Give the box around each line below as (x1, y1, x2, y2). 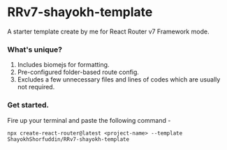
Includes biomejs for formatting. (17, 61, 110, 69)
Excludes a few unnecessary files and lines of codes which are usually (17, 75, 221, 84)
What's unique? (7, 45, 63, 54)
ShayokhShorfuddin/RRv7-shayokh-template (7, 135, 130, 143)
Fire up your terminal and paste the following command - (7, 116, 171, 124)
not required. (17, 83, 55, 91)
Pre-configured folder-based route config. (17, 68, 140, 77)
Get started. (7, 100, 49, 110)
